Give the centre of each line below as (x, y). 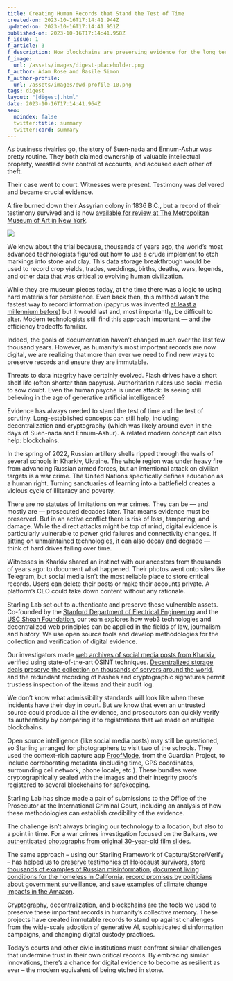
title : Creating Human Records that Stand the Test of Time (96, 14)
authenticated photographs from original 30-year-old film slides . (99, 841)
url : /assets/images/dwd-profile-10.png (72, 85)
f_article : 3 (26, 46)
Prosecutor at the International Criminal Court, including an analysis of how (114, 806)
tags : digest (26, 91)
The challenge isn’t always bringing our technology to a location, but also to (115, 826)
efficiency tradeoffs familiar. (47, 327)
